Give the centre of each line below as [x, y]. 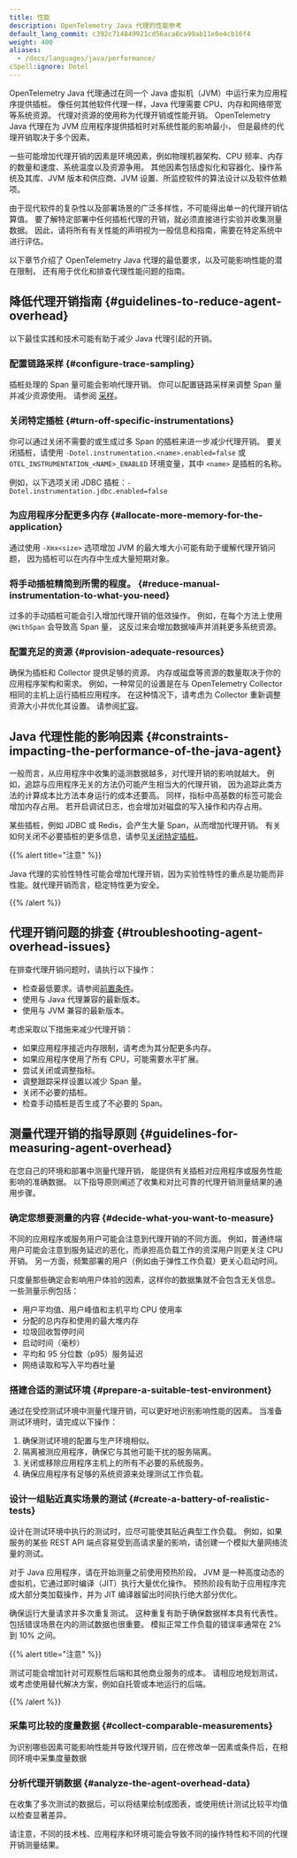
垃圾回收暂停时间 [53, 1332]
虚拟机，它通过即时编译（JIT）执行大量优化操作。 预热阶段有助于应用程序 [144, 1583]
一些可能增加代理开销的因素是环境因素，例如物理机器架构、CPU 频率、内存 [146, 156]
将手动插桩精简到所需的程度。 [73, 583]
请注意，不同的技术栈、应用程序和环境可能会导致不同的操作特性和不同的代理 [148, 1834]
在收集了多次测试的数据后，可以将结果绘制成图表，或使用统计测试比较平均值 [148, 1804]
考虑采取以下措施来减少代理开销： [71, 1029]
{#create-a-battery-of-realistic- [199, 1499]
